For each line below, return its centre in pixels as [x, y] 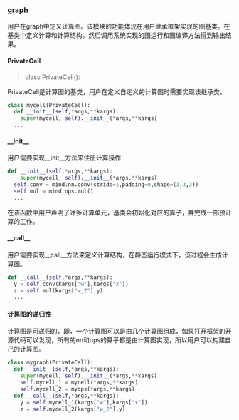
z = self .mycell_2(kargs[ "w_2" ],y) [73, 409]
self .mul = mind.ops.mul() [54, 191]
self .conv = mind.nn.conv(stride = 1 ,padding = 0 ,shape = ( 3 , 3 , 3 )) [106, 184]
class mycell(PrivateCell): [49, 105]
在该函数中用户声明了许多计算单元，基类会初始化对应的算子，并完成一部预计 [119, 212]
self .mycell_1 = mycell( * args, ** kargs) [79, 383]
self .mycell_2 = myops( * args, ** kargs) [78, 389]
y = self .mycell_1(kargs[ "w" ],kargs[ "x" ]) [84, 402]
